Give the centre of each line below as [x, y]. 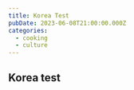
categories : [28, 30]
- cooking [32, 38]
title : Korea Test [39, 16]
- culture [32, 45]
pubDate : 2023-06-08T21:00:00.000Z [67, 23]
